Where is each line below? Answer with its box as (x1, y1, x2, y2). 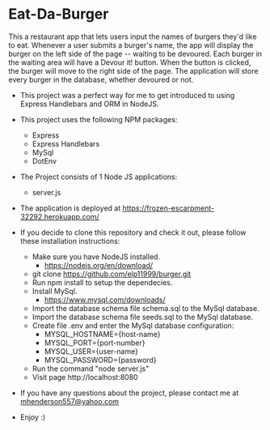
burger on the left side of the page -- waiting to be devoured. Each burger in (8, 49, 263, 58)
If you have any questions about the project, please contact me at (19, 388, 239, 398)
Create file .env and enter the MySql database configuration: (32, 321, 234, 330)
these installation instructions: (19, 236, 120, 245)
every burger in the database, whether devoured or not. (8, 75, 194, 84)
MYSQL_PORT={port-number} (44, 338, 146, 347)
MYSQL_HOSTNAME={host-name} (44, 329, 161, 338)
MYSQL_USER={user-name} (44, 346, 139, 356)
